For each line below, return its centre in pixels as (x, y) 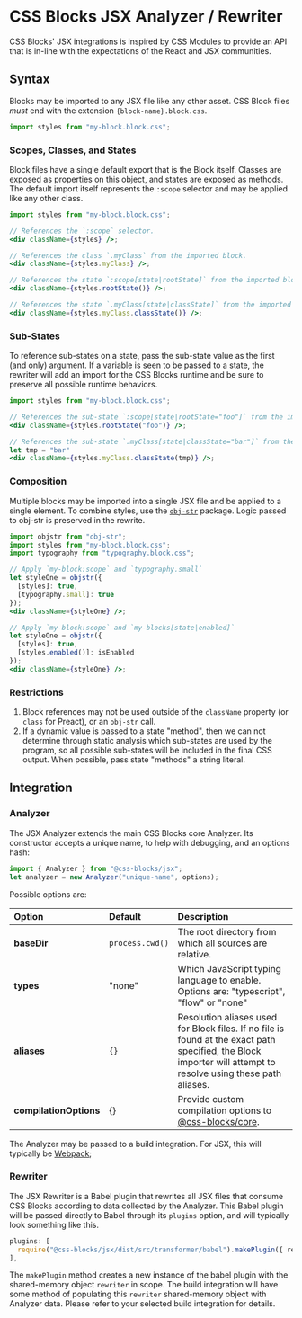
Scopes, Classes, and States (73, 150)
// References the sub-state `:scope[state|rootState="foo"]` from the (146, 417)
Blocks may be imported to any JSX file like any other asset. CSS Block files (150, 101)
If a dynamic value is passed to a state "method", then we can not (144, 731)
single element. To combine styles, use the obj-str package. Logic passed (148, 511)
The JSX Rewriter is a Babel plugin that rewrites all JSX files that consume (147, 1196)
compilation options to (225, 1110)
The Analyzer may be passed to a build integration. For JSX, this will (136, 1144)
